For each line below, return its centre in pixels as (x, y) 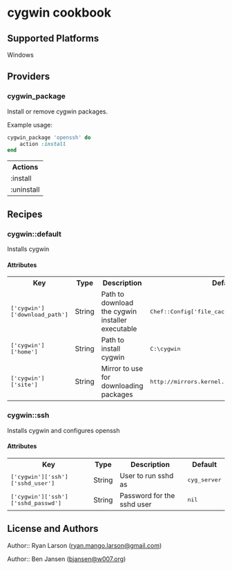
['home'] (24, 352)
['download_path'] (40, 315)
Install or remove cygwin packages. (58, 111)
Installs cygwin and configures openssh (64, 430)
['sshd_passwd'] (36, 503)
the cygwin (119, 311)
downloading (122, 386)
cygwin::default (35, 234)
